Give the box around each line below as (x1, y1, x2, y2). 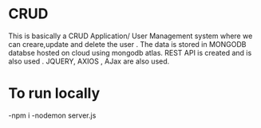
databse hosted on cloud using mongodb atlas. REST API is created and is (8, 48, 252, 57)
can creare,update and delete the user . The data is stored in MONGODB (8, 39, 247, 48)
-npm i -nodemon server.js (8, 111, 97, 120)
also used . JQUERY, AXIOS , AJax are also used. (8, 56, 170, 66)
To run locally (8, 84, 101, 103)
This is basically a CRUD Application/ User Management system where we (8, 31, 253, 41)
